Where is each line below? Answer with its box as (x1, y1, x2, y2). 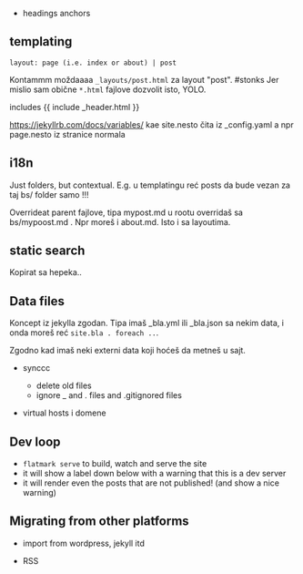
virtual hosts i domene (22, 407, 106, 418)
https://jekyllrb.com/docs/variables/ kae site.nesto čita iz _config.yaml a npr (9, 118, 294, 130)
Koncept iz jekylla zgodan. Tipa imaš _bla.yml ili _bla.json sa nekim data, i (9, 318, 285, 329)
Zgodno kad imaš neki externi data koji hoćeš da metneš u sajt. (9, 345, 246, 356)
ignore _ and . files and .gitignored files (35, 390, 182, 401)
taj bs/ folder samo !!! (9, 189, 89, 200)
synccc (22, 363, 51, 374)
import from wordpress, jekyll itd (22, 538, 146, 548)
